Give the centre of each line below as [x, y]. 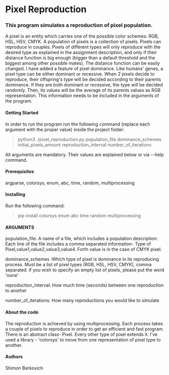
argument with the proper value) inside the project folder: [65, 129]
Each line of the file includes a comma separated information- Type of [78, 244]
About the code [22, 312]
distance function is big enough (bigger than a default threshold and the [80, 58]
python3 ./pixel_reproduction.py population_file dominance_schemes [90, 139]
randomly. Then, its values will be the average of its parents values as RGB [83, 90]
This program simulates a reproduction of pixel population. [79, 25]
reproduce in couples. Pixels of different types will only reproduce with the [83, 47]
